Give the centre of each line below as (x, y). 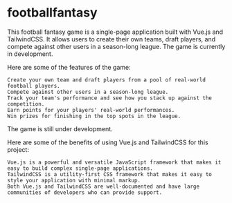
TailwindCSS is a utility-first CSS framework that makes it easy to (110, 174)
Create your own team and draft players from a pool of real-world (107, 80)
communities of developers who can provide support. (85, 192)
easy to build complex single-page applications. (80, 168)
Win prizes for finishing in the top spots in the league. (94, 116)
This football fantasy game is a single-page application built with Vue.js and (115, 32)
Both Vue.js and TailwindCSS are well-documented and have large (103, 186)
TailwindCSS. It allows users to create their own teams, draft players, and (111, 39)
